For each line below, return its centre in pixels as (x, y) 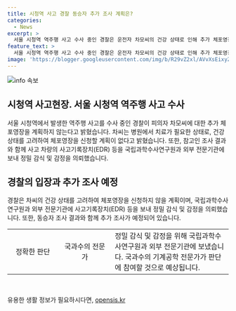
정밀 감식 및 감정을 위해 (151, 236)
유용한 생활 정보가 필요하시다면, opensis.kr (66, 300)
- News (23, 27)
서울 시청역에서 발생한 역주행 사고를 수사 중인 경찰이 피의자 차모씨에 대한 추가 (113, 123)
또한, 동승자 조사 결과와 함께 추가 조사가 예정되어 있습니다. (101, 218)
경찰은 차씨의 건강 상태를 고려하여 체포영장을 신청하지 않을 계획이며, (100, 200)
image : (17, 60)
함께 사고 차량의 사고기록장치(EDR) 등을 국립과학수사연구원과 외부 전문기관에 (119, 149)
